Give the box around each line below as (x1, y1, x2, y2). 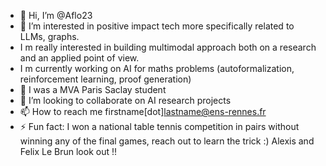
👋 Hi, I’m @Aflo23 (19, 10, 93, 21)
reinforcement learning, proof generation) (19, 73, 192, 85)
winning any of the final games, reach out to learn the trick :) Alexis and (19, 135, 315, 147)
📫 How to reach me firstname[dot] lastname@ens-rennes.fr (19, 106, 267, 117)
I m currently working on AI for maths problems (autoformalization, (19, 63, 295, 74)
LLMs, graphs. (19, 31, 80, 42)
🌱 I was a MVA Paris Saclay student (19, 84, 167, 95)
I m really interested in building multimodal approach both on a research (19, 41, 317, 53)
